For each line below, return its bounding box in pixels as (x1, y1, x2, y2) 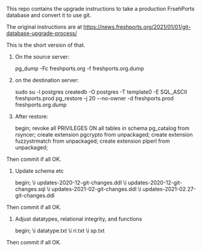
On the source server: (14, 53, 69, 60)
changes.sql (14, 186, 46, 192)
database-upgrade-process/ (6, 30, 77, 37)
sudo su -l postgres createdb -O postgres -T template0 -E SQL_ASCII (14, 88, 188, 96)
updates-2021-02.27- (142, 186, 197, 192)
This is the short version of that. (6, 42, 86, 48)
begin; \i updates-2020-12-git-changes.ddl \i (14, 179, 127, 186)
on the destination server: (14, 77, 80, 83)
